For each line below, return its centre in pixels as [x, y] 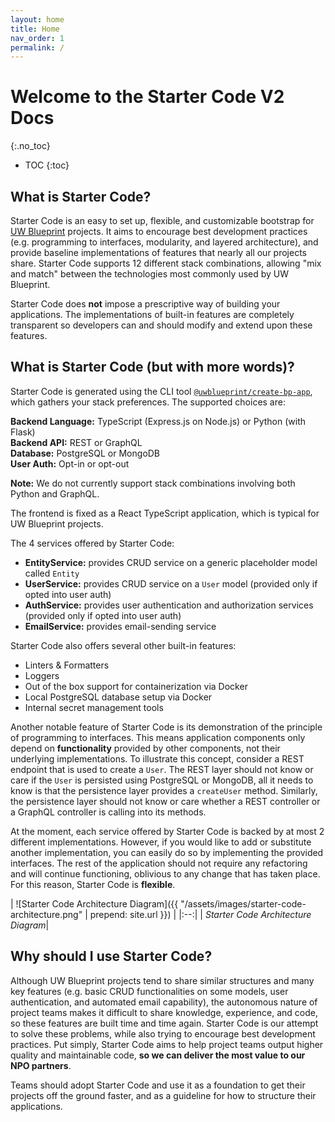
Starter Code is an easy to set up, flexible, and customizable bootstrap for [162, 220]
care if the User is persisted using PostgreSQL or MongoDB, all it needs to [162, 780]
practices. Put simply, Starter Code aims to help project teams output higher [167, 1044]
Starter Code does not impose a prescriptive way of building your [145, 304]
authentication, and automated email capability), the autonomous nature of [164, 1002]
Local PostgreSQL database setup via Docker [118, 697]
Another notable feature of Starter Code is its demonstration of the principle [166, 727]
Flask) [23, 432]
